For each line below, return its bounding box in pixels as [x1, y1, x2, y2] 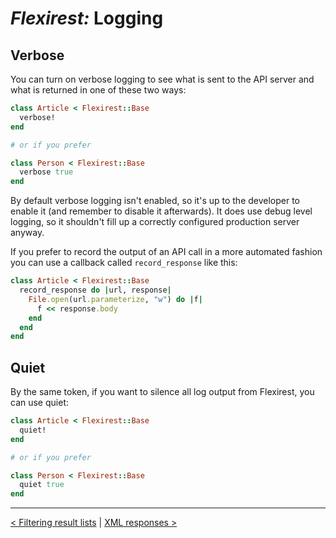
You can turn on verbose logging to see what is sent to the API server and [10, 73, 315, 85]
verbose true [19, 167, 74, 177]
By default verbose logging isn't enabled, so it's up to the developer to [10, 195, 301, 207]
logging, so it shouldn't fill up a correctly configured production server [10, 216, 300, 228]
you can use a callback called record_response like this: [10, 257, 238, 269]
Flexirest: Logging [10, 7, 164, 30]
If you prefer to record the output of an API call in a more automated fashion [10, 246, 323, 258]
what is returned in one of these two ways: [10, 84, 187, 96]
